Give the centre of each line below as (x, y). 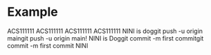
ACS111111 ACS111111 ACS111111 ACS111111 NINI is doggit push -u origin (105, 31)
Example (33, 12)
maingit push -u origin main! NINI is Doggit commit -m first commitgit (105, 38)
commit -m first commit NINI (48, 45)
